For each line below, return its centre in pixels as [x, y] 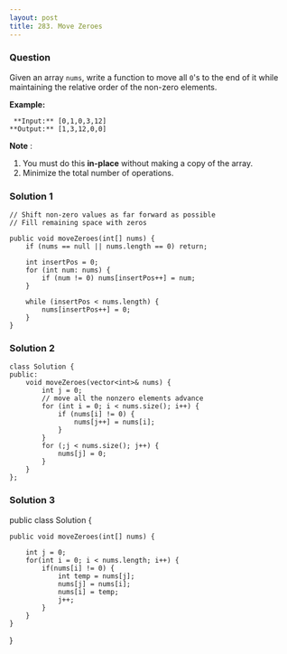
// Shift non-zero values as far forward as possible [113, 215]
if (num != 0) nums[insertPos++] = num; [119, 278]
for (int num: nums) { [68, 271]
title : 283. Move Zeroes [56, 26]
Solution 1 [31, 196]
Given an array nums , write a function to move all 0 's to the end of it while [144, 77]
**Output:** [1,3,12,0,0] [58, 129]
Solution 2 [32, 349]
